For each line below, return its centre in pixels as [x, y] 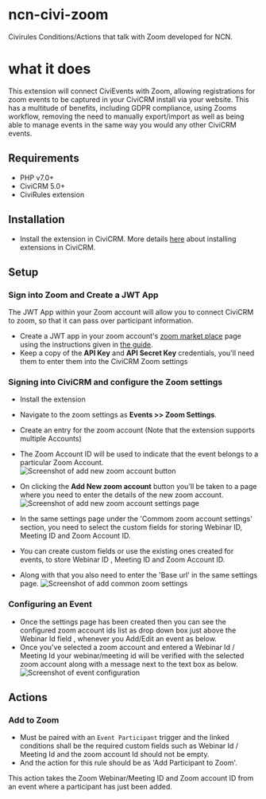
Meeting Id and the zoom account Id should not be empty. [114, 754]
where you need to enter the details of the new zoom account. [121, 495]
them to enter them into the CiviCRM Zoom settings [104, 362]
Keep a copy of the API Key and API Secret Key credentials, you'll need [137, 353]
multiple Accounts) [50, 439]
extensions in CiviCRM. [58, 247]
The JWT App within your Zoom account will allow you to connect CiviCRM [131, 312]
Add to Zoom [34, 720]
